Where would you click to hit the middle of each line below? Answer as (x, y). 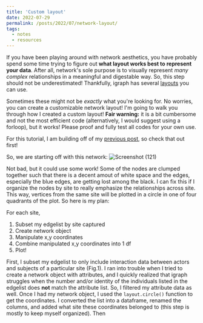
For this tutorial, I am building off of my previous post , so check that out (95, 139)
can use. (17, 89)
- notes (22, 35)
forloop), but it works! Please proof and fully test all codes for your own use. (101, 127)
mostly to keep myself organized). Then (56, 313)
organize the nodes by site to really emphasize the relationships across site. (101, 188)
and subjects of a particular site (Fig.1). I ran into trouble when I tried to (95, 268)
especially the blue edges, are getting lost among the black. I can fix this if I (101, 181)
